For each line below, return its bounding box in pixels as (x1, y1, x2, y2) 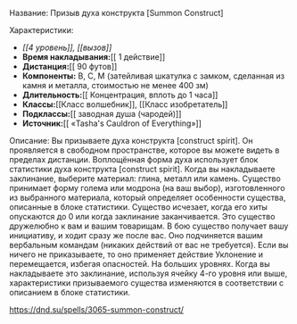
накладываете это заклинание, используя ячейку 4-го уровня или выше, (9, 268, 288, 278)
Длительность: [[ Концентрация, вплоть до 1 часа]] (21, 89, 219, 100)
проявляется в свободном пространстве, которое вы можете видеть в (9, 145, 280, 155)
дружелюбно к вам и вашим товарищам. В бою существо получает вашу (9, 220, 289, 231)
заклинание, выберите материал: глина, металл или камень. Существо (9, 173, 281, 184)
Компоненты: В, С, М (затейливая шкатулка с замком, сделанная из (21, 71, 285, 81)
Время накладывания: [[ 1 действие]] (21, 52, 166, 62)
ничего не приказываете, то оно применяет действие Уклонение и (9, 249, 264, 260)
